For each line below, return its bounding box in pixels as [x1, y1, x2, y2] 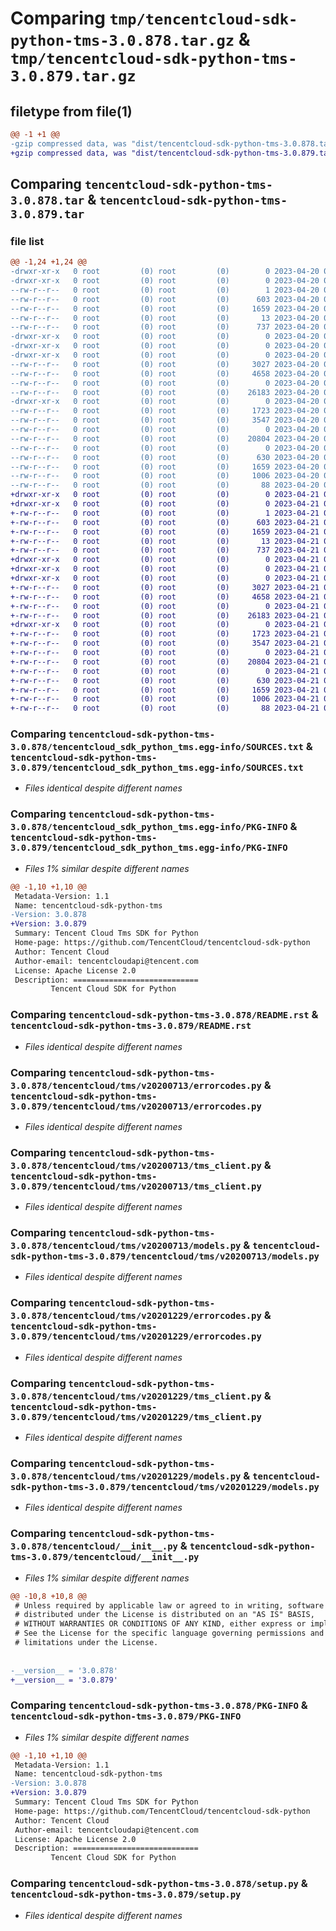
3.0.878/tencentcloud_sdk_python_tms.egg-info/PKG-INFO [10, 822, 288, 833]
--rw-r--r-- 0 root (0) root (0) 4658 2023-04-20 [10, 368, 320, 379]
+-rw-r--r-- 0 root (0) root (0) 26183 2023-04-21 [10, 610, 320, 621]
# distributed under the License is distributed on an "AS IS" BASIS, [14, 1610, 315, 1620]
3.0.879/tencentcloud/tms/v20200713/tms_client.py [10, 1180, 262, 1192]
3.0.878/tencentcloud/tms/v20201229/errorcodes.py [10, 1310, 262, 1322]
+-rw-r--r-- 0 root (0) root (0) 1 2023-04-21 [10, 508, 320, 518]
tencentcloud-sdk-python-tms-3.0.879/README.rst [10, 1020, 252, 1032]
